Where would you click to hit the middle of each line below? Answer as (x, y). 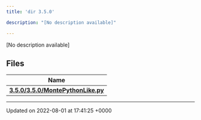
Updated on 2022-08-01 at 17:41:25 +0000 (59, 110)
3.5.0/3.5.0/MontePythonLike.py (57, 90)
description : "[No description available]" (61, 22)
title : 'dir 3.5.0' (31, 12)
